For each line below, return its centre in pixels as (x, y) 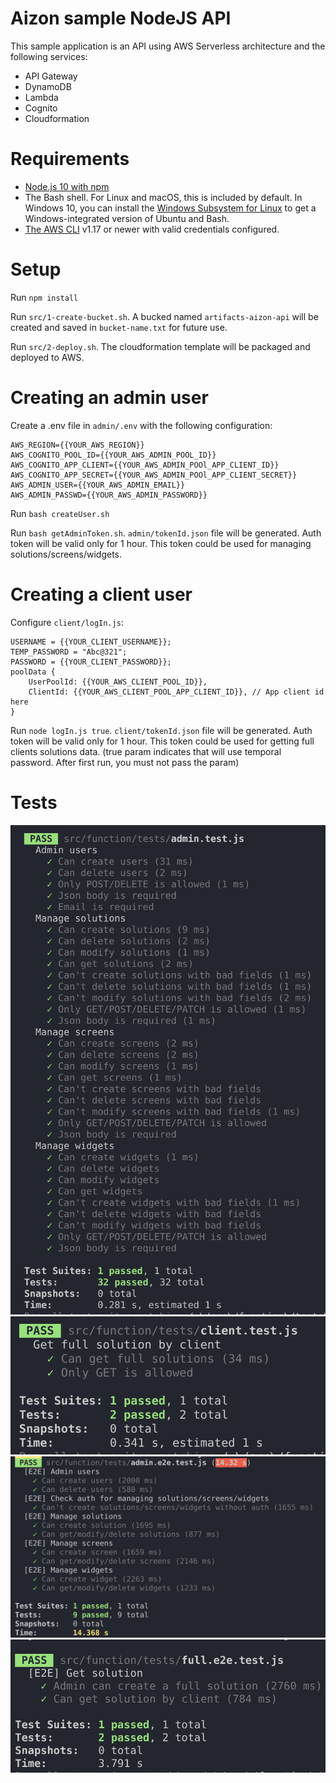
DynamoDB (48, 86)
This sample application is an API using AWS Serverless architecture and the (168, 46)
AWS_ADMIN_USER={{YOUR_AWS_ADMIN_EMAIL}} (98, 485)
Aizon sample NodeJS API (121, 18)
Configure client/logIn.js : (67, 622)
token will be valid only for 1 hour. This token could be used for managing (161, 543)
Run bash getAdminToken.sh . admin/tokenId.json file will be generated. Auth (166, 533)
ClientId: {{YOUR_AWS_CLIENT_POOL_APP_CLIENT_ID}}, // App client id (176, 692)
